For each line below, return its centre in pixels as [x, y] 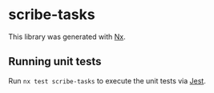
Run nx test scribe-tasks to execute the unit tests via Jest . [107, 80]
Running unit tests [55, 62]
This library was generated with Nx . [67, 37]
